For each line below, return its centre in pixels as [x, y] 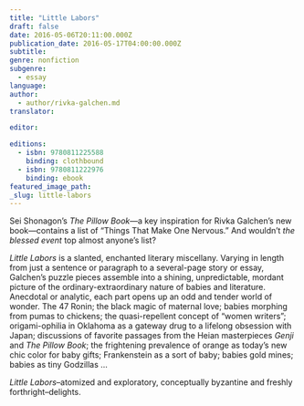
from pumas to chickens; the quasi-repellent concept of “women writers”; [148, 317]
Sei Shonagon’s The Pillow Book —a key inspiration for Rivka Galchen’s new [151, 221]
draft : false [34, 26]
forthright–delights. [46, 392]
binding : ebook [55, 178]
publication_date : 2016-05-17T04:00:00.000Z [95, 43]
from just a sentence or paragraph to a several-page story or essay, [137, 268]
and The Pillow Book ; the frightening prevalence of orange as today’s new [148, 345]
